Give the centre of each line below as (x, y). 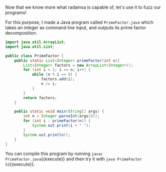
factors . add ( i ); (58, 79)
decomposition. (21, 33)
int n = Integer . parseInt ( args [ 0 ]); (61, 116)
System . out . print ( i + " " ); (61, 125)
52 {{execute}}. (20, 164)
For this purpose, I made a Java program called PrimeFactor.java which (79, 22)
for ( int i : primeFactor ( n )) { (57, 121)
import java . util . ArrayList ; (36, 42)
